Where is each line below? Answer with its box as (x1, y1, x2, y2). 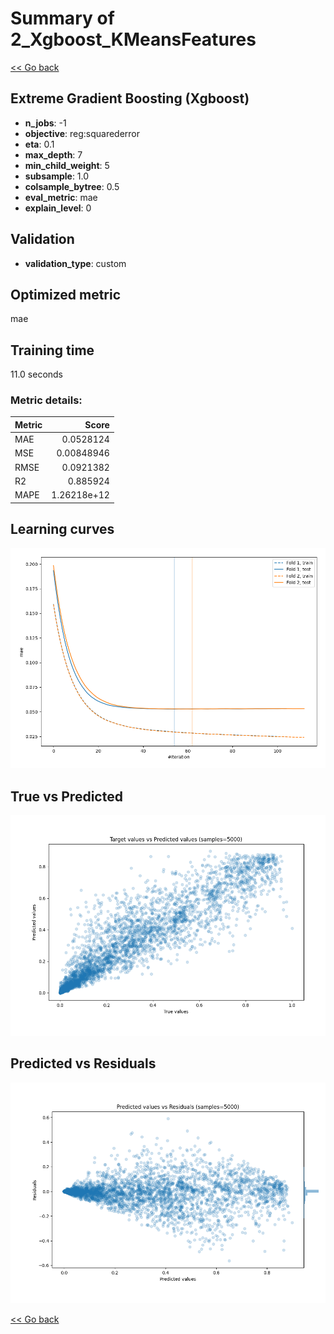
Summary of (10, 7, 115, 30)
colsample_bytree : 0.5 (24, 180, 120, 192)
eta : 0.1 (24, 138, 55, 150)
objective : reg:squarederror (24, 127, 141, 139)
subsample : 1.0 (24, 170, 90, 182)
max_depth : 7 (24, 148, 83, 161)
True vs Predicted (10, 788, 123, 805)
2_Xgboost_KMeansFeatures (10, 28, 257, 51)
